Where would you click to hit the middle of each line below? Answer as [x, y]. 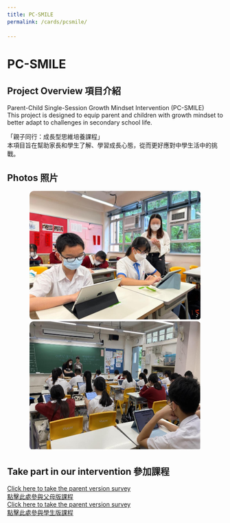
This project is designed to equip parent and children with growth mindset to [115, 115]
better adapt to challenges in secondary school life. [80, 122]
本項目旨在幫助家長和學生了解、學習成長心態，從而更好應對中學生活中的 [109, 145]
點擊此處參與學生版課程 [40, 512]
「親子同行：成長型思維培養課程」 [55, 137]
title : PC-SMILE [30, 14]
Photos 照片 [33, 178]
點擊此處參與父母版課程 [40, 497]
